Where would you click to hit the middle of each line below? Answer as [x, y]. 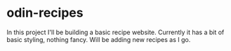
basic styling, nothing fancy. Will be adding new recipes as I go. [99, 39]
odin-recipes [45, 13]
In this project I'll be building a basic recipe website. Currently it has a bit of [115, 32]
